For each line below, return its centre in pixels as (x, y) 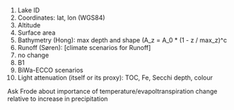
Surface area (36, 32)
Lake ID (29, 10)
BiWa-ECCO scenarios (50, 70)
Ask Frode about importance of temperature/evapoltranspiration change (112, 91)
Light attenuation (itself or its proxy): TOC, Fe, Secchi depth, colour (115, 78)
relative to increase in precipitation (58, 99)
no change (33, 55)
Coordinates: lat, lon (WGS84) (61, 18)
